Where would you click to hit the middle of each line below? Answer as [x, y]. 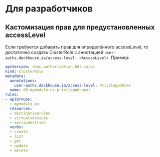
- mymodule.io [24, 104]
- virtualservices [29, 118]
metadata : [16, 76]
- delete [19, 150]
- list [17, 136]
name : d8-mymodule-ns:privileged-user [50, 90]
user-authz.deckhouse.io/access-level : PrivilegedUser [73, 85]
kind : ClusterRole [24, 71]
